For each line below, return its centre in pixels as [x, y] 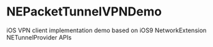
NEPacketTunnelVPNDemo [84, 12]
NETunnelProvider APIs [39, 37]
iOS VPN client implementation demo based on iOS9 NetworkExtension [106, 30]
